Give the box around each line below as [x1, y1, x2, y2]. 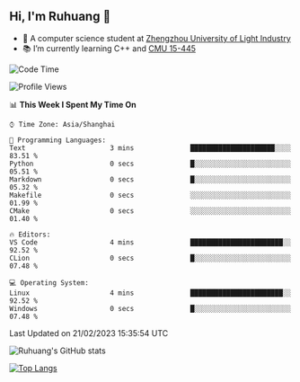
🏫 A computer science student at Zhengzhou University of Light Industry [22, 32, 291, 43]
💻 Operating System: [9, 278, 90, 288]
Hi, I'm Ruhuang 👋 [9, 9, 111, 24]
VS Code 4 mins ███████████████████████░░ [9, 237, 292, 247]
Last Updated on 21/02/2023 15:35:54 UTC [9, 327, 169, 338]
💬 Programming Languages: [9, 136, 106, 145]
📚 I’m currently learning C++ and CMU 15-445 [22, 42, 196, 54]
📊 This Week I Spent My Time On [9, 99, 137, 110]
